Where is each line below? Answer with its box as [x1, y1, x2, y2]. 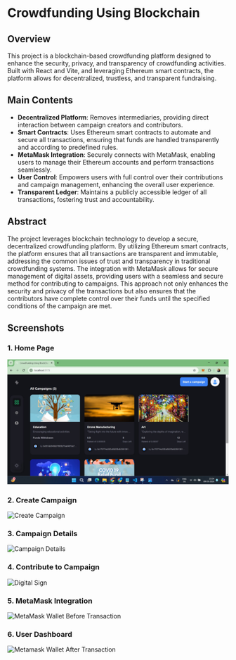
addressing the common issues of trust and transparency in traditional [7, 257, 211, 265]
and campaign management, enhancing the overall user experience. [17, 180, 216, 189]
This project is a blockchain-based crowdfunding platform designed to [7, 51, 211, 60]
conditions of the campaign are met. [7, 301, 112, 310]
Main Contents [7, 94, 74, 106]
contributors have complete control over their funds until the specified [7, 294, 211, 303]
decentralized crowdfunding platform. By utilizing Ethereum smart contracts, [7, 241, 229, 250]
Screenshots [7, 322, 65, 334]
